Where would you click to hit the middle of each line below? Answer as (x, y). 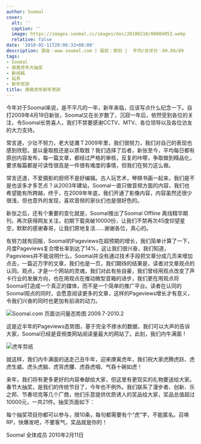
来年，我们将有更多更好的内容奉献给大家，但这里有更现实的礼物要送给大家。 (100, 379)
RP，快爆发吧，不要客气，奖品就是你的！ (57, 422)
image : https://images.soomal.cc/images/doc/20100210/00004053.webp (99, 34)
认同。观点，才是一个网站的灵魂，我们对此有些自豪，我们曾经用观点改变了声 (100, 271)
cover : (14, 17)
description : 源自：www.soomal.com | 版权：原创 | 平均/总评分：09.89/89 (95, 51)
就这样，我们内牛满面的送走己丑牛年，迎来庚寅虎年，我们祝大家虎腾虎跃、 (98, 359)
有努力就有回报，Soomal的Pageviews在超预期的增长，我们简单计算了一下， (100, 241)
